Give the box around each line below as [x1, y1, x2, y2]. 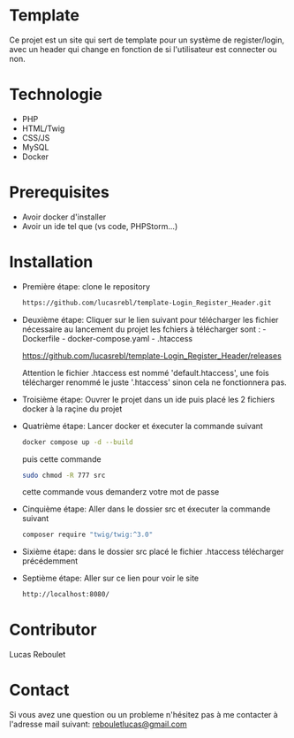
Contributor [9, 620, 97, 640]
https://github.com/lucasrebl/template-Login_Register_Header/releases [21, 350, 283, 361]
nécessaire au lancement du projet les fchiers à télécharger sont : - [21, 324, 267, 334]
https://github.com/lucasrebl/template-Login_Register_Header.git [21, 298, 272, 307]
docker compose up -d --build [21, 437, 134, 447]
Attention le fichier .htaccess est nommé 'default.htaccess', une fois [21, 367, 269, 378]
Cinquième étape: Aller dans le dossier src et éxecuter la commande [21, 504, 271, 514]
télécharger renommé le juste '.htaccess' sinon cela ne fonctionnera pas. [21, 377, 287, 388]
